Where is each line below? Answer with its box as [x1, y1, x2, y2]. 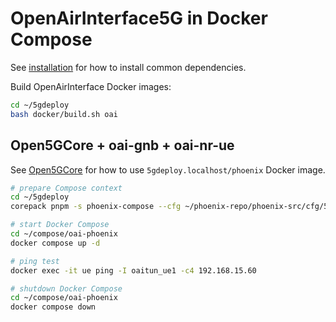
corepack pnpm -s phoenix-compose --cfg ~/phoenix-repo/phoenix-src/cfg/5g [10, 202, 333, 212]
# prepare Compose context [10, 183, 123, 193]
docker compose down [10, 302, 97, 312]
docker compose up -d [10, 238, 101, 248]
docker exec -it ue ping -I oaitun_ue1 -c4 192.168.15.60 [10, 265, 257, 276]
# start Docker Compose [10, 220, 110, 230]
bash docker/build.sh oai [10, 109, 118, 119]
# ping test [10, 256, 60, 266]
